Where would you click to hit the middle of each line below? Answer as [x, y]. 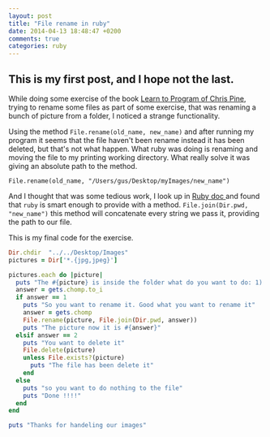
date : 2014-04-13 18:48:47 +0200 [65, 31]
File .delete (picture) [59, 350]
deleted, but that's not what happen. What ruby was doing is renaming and [133, 149]
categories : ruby [38, 46]
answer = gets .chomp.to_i [60, 290]
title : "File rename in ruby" [60, 24]
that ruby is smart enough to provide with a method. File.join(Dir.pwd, [129, 205]
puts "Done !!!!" [52, 396]
